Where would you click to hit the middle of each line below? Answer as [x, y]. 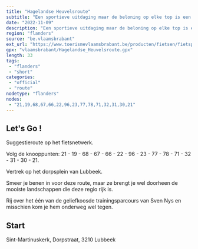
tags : [13, 61]
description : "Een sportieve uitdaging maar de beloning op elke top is [97, 28]
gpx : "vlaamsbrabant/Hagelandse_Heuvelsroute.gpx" [70, 50]
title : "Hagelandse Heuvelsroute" [49, 11]
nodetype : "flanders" [33, 94]
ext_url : [17, 45]
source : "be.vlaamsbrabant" [41, 39]
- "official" [25, 83]
